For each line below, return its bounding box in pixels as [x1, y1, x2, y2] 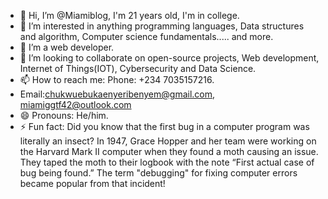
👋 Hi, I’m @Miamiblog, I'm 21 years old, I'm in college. [19, 10, 240, 21]
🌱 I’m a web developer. [19, 41, 115, 53]
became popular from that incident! [19, 178, 166, 189]
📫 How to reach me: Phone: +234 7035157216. [19, 74, 215, 85]
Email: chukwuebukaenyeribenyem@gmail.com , [19, 88, 216, 100]
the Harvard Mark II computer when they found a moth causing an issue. [19, 146, 319, 157]
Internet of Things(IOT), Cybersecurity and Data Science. [19, 63, 257, 74]
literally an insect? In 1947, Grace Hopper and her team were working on [19, 135, 317, 147]
